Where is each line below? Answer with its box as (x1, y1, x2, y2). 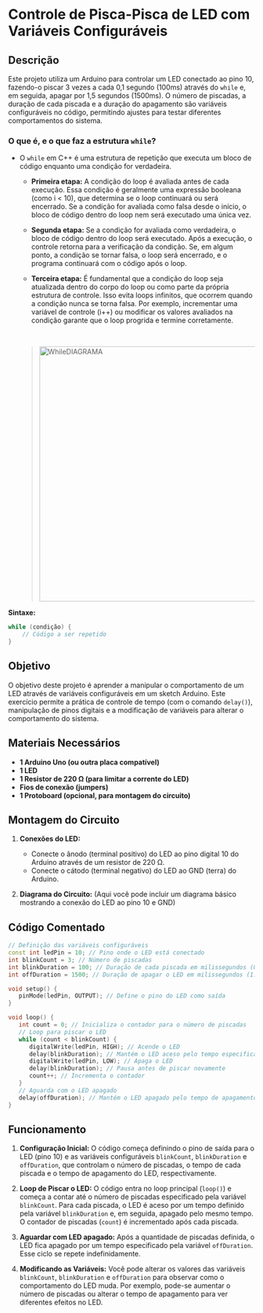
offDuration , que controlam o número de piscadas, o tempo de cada (19, 1160, 241, 1170)
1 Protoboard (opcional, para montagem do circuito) (19, 790, 191, 800)
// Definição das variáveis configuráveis (8, 942, 149, 950)
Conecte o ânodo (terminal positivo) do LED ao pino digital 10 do (31, 849, 240, 859)
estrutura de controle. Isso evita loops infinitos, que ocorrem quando (31, 290, 253, 300)
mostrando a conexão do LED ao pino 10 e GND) (19, 898, 176, 907)
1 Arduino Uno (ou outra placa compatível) (19, 757, 160, 767)
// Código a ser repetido (22, 630, 107, 639)
